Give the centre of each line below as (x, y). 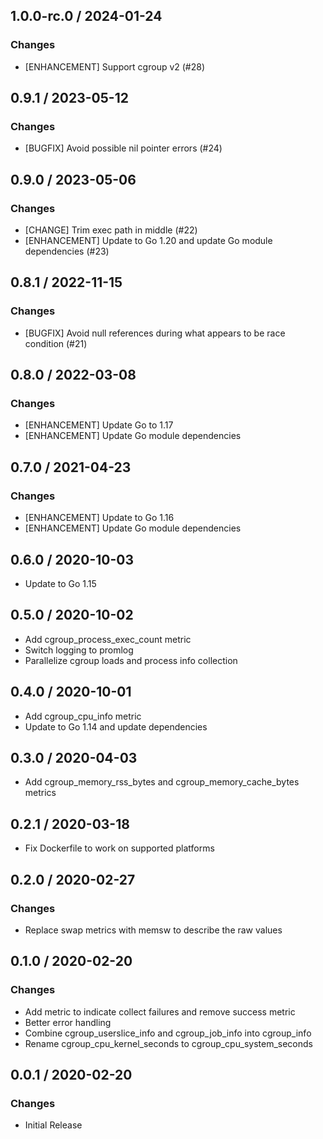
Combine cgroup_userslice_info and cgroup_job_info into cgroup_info (168, 1033)
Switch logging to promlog (79, 650)
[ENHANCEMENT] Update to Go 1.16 (99, 518)
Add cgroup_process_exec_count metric (108, 639)
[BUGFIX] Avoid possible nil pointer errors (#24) (123, 148)
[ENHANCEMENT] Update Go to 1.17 (99, 425)
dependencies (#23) (67, 251)
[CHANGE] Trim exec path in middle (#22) (111, 230)
